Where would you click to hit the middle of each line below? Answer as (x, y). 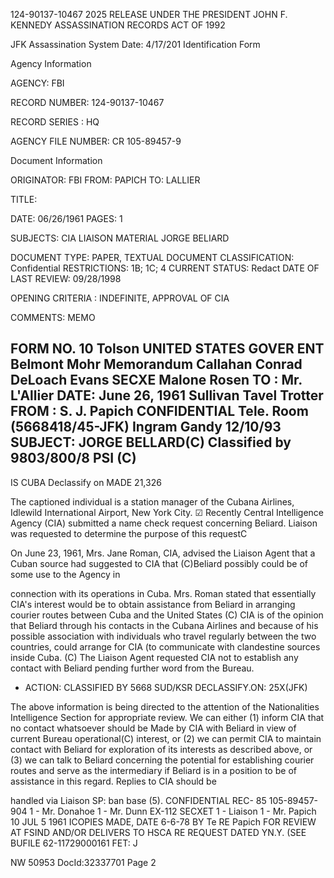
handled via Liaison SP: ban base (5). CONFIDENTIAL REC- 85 (138, 800)
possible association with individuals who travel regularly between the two (163, 636)
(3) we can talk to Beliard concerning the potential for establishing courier (162, 760)
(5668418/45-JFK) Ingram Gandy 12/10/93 (146, 427)
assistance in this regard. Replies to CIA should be (113, 781)
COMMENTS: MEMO (53, 317)
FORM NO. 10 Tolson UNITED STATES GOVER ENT (167, 349)
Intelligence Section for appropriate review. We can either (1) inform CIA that (167, 717)
